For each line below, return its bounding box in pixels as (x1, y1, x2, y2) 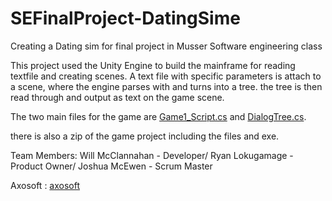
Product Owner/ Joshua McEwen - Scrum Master (10, 160, 213, 172)
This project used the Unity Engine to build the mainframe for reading (10, 59, 296, 71)
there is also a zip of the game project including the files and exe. (10, 130, 280, 142)
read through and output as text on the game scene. (10, 91, 225, 103)
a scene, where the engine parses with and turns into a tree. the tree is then (10, 80, 323, 92)
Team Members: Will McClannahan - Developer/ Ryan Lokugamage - (10, 149, 294, 161)
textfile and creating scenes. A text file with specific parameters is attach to (10, 70, 322, 82)
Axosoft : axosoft (10, 179, 81, 191)
